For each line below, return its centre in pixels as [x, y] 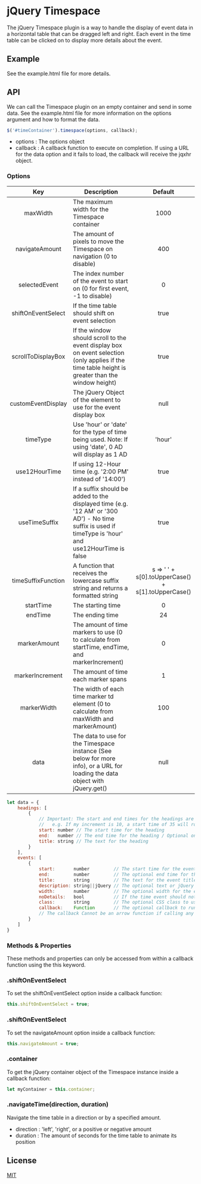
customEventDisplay [38, 403]
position [25, 1142]
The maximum [93, 201]
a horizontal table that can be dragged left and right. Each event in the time [99, 33]
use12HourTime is [99, 548]
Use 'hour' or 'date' [100, 424]
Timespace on [93, 249]
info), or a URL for [98, 766]
